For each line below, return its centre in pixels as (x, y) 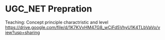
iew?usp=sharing (23, 32)
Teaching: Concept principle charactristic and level (57, 22)
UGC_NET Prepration (49, 9)
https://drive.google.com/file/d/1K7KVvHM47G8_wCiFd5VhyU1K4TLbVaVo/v (83, 27)
